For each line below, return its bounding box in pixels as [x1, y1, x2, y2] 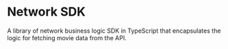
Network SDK [7, 4, 86, 20]
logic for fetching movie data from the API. [7, 33, 127, 42]
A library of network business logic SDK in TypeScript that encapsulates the [7, 27, 221, 35]
